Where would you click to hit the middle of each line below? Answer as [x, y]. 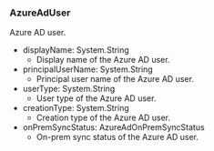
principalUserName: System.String [87, 69]
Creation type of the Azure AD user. [103, 118]
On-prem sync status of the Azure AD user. [117, 137]
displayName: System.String [76, 50]
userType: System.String [69, 89]
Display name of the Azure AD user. [103, 60]
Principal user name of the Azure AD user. [115, 79]
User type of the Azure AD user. [96, 98]
